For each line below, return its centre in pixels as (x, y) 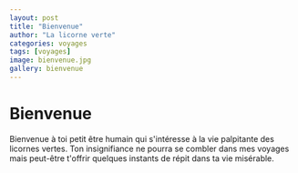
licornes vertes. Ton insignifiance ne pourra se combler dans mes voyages (149, 148)
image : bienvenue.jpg (51, 60)
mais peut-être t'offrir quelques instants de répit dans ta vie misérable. (142, 158)
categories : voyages (49, 43)
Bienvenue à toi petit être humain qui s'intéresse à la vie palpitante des (142, 138)
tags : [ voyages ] (40, 52)
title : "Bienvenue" (46, 26)
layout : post (34, 18)
